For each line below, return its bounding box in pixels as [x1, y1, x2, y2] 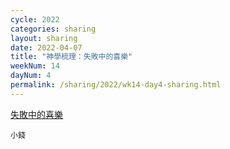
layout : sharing [10, 33, 78, 43]
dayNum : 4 [10, 71, 52, 81]
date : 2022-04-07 [10, 42, 83, 53]
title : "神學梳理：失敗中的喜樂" [10, 52, 133, 62]
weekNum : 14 [10, 61, 60, 71]
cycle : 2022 [10, 14, 60, 25]
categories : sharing [10, 24, 97, 34]
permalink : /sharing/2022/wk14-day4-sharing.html [10, 80, 222, 90]
